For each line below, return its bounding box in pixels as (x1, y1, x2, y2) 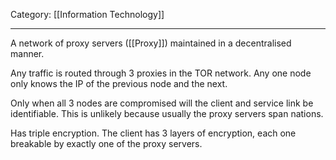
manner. (10, 48, 45, 59)
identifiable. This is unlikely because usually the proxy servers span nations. (10, 108, 324, 119)
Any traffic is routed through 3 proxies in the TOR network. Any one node (10, 67, 312, 79)
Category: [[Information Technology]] (10, 9, 165, 20)
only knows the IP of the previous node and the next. (10, 78, 228, 89)
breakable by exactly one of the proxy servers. (10, 138, 203, 149)
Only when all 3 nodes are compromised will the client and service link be (10, 97, 314, 109)
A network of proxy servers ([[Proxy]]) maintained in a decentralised (10, 37, 292, 49)
